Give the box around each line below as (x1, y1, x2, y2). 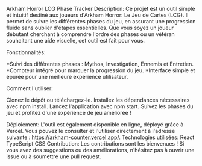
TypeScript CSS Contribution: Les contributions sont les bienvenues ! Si (6, 140, 185, 147)
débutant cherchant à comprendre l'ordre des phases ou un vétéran (6, 31, 175, 38)
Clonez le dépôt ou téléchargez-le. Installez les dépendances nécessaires (6, 96, 190, 103)
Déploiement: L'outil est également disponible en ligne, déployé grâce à (6, 121, 184, 128)
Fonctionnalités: (6, 49, 46, 56)
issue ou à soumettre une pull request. (6, 153, 102, 160)
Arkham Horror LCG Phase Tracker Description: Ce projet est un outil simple (6, 5, 195, 12)
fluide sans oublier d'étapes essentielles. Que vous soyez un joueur (6, 24, 174, 31)
